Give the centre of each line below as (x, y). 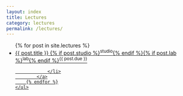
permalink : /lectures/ (34, 28)
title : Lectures (26, 17)
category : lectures (31, 23)
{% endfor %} (42, 82)
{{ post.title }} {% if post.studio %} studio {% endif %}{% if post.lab (96, 52)
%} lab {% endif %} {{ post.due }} (51, 59)
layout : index (24, 12)
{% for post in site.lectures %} (52, 46)
